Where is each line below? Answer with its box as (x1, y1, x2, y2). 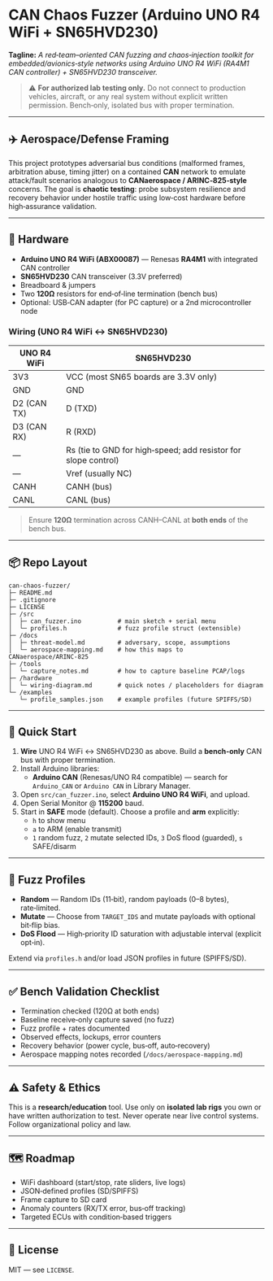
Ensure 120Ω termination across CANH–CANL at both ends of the (28, 515, 249, 525)
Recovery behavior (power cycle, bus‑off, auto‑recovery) (19, 1041, 210, 1051)
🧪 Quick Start (8, 725, 77, 739)
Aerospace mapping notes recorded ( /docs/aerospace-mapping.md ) (19, 1049, 244, 1059)
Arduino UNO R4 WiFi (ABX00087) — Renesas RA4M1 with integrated (19, 254, 258, 264)
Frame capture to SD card (19, 1194, 107, 1205)
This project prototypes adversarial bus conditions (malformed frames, (8, 158, 245, 168)
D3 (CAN (12, 420, 47, 432)
